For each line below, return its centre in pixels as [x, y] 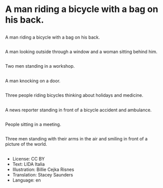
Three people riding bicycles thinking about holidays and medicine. [74, 95]
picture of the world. [26, 144]
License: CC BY [28, 158]
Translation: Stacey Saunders [43, 174]
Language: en [26, 180]
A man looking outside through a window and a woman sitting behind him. [81, 52]
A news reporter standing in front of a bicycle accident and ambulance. [78, 110]
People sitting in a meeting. [33, 124]
